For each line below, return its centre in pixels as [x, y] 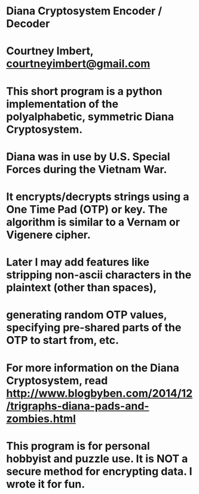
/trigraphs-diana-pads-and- [78, 406]
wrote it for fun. [46, 484]
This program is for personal [78, 446]
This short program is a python [84, 91]
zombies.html [41, 418]
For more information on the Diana [93, 368]
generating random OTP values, [87, 315]
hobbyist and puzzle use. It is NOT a [97, 458]
